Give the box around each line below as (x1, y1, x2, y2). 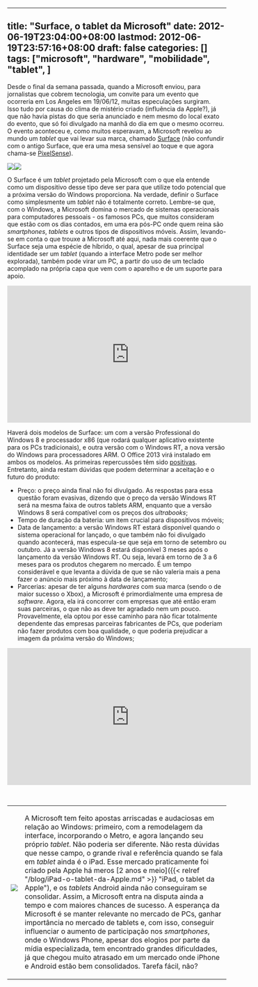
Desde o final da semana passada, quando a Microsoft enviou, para (7, 82, 201, 90)
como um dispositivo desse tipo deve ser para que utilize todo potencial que (7, 182, 226, 191)
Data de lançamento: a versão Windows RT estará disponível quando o (17, 523, 220, 531)
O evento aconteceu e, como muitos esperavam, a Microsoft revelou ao (7, 127, 212, 135)
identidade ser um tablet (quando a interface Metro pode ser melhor (7, 249, 203, 258)
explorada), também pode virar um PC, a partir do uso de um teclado (7, 257, 204, 265)
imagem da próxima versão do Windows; (17, 634, 135, 642)
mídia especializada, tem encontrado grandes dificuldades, (24, 944, 218, 954)
